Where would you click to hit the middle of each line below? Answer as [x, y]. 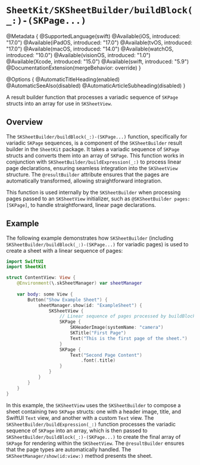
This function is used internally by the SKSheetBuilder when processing [93, 192]
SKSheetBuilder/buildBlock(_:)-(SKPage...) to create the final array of [93, 436]
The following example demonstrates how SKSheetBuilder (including [90, 238]
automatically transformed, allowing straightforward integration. [84, 181]
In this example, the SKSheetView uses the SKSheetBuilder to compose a [93, 405]
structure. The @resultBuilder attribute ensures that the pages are [87, 174]
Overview [25, 122]
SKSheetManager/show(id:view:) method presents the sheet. [79, 455]
